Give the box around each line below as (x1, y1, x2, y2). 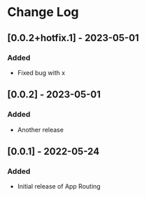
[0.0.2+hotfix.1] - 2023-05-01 (7, 32, 140, 44)
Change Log (7, 4, 79, 20)
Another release (17, 125, 64, 134)
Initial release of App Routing (17, 182, 101, 191)
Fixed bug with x (17, 68, 66, 77)
